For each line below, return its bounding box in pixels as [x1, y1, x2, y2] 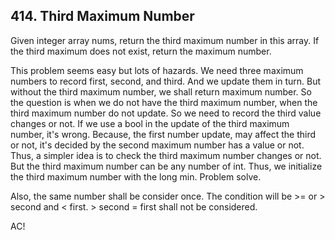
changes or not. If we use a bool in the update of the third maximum [10, 117, 290, 129]
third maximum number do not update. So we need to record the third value [10, 107, 322, 119]
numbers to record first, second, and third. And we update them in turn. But [10, 75, 322, 87]
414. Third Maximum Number [10, 8, 195, 25]
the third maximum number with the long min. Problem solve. [10, 170, 262, 183]
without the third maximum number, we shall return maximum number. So [10, 85, 312, 98]
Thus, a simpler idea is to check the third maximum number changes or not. [10, 149, 322, 161]
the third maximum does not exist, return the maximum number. [10, 45, 272, 57]
